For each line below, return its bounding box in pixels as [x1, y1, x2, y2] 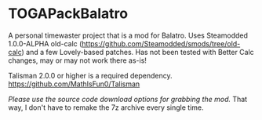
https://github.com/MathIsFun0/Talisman [8, 79, 140, 89]
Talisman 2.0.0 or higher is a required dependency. [8, 71, 173, 80]
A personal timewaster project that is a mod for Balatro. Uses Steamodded [8, 31, 249, 40]
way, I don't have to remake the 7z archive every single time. [8, 103, 204, 112]
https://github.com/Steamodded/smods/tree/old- [82, 38, 241, 48]
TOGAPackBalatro [8, 5, 128, 23]
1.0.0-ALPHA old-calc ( [8, 38, 82, 48]
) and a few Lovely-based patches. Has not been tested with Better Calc [21, 47, 255, 56]
